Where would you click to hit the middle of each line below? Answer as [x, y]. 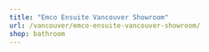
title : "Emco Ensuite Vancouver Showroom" [89, 17]
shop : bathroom [37, 33]
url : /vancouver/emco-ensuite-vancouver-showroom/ [105, 26]
